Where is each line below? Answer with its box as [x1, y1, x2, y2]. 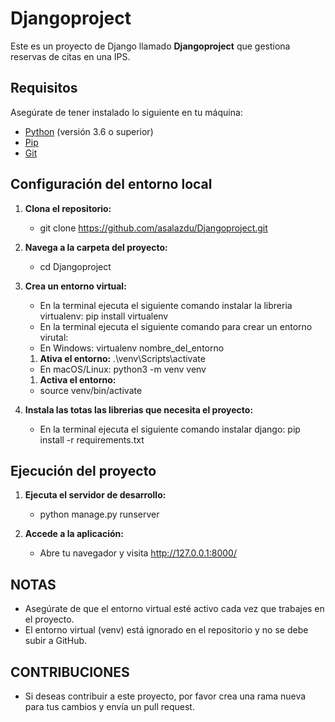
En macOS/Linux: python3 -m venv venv [39, 363, 207, 375]
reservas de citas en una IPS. [10, 50, 131, 62]
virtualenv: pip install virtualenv [39, 310, 169, 322]
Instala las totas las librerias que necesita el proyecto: [24, 403, 254, 416]
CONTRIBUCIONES [10, 663, 130, 681]
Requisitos [10, 80, 78, 97]
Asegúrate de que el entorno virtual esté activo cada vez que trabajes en [24, 603, 325, 615]
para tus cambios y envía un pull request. [24, 701, 195, 712]
